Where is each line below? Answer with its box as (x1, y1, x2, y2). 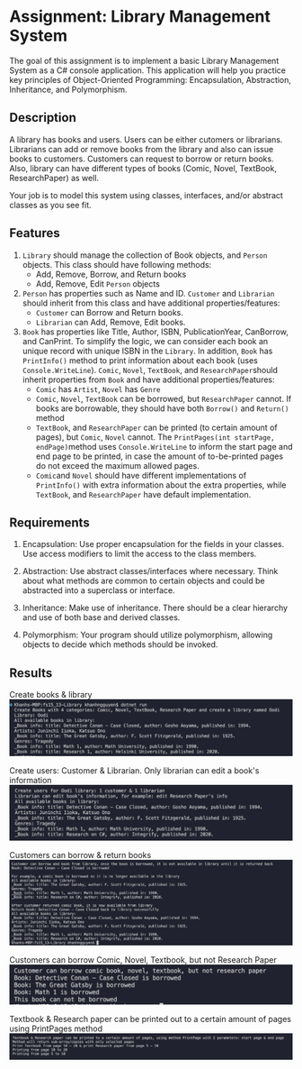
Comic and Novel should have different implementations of (35, 470, 247, 480)
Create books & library (9, 690, 93, 700)
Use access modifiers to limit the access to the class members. (22, 548, 257, 560)
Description (9, 110, 76, 125)
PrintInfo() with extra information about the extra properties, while (35, 480, 287, 490)
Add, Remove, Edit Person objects (35, 278, 160, 289)
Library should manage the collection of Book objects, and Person (22, 250, 268, 260)
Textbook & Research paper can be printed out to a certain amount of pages (9, 1013, 292, 1024)
